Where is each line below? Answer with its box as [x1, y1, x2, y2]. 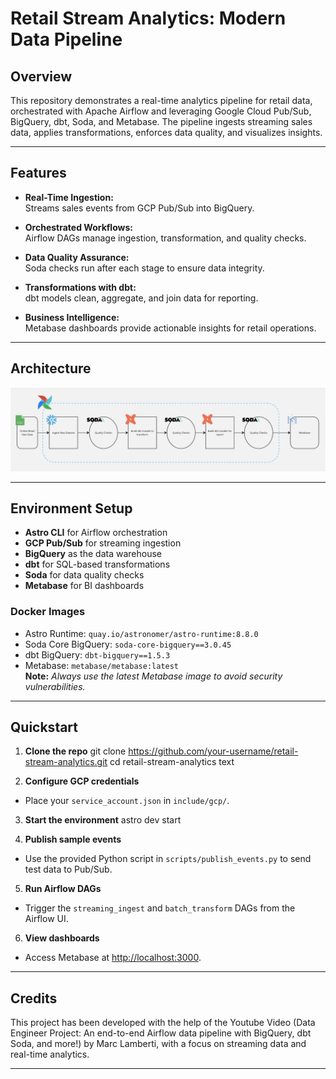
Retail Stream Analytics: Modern [10, 7, 287, 30]
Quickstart [10, 719, 79, 736]
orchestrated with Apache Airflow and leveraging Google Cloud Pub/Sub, [10, 105, 312, 117]
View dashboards [24, 932, 100, 944]
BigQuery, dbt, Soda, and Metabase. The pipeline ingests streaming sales [10, 116, 313, 127]
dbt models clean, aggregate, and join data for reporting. [24, 292, 259, 304]
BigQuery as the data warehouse [24, 548, 162, 560]
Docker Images [10, 605, 86, 619]
